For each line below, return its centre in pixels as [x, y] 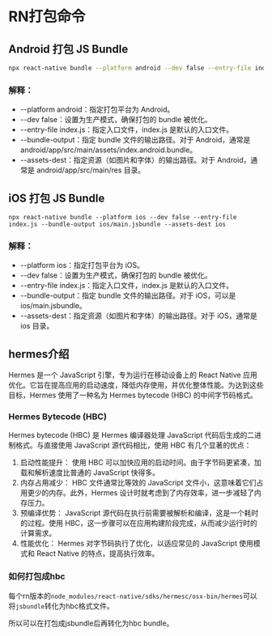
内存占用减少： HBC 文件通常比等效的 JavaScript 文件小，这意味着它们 [138, 483]
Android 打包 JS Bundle [68, 49]
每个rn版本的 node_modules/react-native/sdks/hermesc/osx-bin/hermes [126, 596]
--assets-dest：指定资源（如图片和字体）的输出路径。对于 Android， [135, 160]
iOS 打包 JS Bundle [57, 198]
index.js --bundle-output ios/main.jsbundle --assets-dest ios [117, 224]
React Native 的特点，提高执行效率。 [98, 553]
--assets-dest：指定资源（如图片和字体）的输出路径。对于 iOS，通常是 [138, 316]
